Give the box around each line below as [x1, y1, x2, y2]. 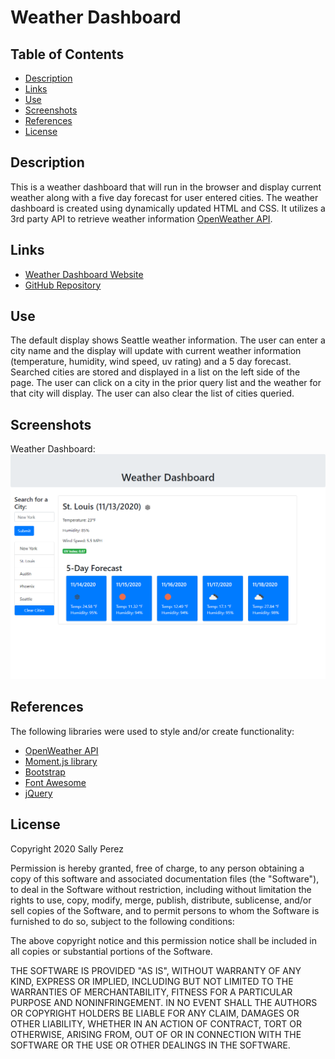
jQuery [24, 787, 53, 799]
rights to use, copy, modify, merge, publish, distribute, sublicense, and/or [10, 894, 312, 906]
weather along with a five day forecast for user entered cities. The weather [10, 191, 319, 203]
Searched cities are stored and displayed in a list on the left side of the [10, 366, 301, 378]
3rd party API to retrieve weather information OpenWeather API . [10, 212, 273, 225]
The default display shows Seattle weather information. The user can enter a [10, 334, 326, 346]
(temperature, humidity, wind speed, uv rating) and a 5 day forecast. [10, 356, 292, 368]
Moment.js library [24, 755, 98, 767]
